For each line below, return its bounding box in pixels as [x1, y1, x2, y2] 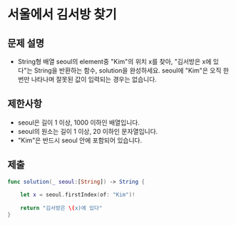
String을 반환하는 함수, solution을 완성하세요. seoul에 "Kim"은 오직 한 [34, 66, 230, 75]
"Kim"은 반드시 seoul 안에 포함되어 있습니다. [17, 136, 143, 145]
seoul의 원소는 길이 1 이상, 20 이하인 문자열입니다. [17, 127, 158, 135]
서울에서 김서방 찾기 [7, 6, 118, 23]
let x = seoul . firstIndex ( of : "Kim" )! [20, 192, 135, 199]
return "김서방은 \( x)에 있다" [20, 204, 103, 212]
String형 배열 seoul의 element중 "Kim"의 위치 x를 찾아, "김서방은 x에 [17, 58, 212, 66]
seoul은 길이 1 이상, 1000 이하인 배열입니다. [17, 118, 140, 127]
